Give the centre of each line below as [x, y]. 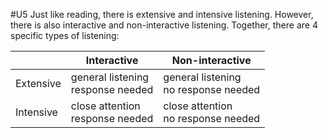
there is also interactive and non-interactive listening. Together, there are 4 [164, 25]
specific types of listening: [65, 35]
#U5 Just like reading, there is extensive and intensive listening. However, [162, 14]
